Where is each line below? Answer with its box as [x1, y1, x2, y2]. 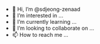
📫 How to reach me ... [12, 32, 68, 38]
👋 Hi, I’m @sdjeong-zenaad [12, 6, 81, 12]
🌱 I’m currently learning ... [12, 18, 77, 25]
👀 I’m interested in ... [12, 12, 64, 19]
